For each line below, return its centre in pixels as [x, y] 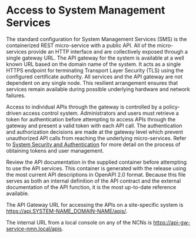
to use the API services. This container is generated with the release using [96, 168]
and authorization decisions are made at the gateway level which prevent [95, 132]
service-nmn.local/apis [34, 229]
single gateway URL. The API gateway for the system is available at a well [95, 58]
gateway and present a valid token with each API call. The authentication [94, 125]
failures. [16, 95]
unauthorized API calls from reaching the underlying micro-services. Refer [96, 138]
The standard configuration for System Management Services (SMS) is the [97, 39]
